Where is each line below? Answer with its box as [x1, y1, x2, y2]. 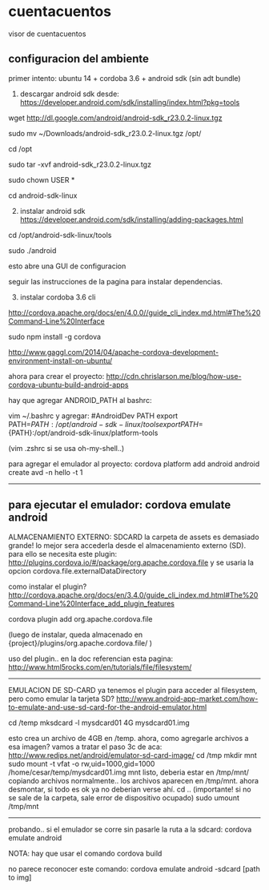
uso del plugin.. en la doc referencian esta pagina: [8, 654, 174, 663]
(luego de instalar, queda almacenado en [8, 630, 143, 639]
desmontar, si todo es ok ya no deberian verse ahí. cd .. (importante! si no [8, 784, 251, 794]
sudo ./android [8, 245, 57, 255]
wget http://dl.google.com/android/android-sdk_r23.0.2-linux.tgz [8, 113, 223, 123]
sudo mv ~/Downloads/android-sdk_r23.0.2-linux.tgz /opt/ [8, 128, 202, 138]
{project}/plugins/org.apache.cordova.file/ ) [8, 638, 153, 647]
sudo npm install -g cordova [8, 332, 102, 341]
